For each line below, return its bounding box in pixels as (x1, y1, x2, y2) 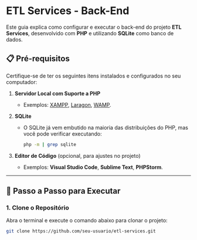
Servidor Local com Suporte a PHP (14, 90, 101, 97)
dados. (6, 36, 23, 43)
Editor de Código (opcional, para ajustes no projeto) (14, 152, 141, 159)
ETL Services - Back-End (6, 4, 130, 18)
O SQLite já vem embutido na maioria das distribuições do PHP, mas (23, 124, 189, 131)
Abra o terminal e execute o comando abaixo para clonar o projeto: (6, 217, 168, 224)
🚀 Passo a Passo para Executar (6, 186, 121, 196)
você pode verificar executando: (23, 130, 103, 137)
